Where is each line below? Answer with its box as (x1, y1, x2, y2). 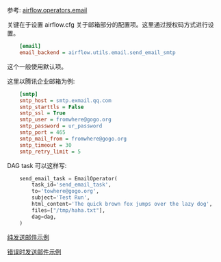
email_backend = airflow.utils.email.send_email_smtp (19, 49, 176, 56)
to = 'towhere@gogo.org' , (31, 188, 99, 195)
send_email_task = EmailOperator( (19, 175, 118, 182)
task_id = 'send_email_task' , (31, 181, 112, 189)
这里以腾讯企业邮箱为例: (7, 77, 75, 85)
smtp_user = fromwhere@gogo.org (19, 116, 112, 123)
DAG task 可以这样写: (7, 161, 67, 169)
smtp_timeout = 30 (19, 141, 72, 149)
